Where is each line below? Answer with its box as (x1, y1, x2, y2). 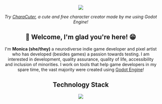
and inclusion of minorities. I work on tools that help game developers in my (5, 61, 157, 67)
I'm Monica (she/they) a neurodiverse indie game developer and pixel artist (4, 46, 157, 52)
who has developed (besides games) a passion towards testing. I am (12, 51, 150, 57)
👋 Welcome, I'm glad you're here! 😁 (25, 33, 136, 41)
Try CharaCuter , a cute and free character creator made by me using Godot (4, 14, 157, 19)
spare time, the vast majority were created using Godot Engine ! (18, 67, 144, 72)
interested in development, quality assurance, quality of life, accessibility (8, 56, 154, 62)
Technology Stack (53, 81, 109, 89)
